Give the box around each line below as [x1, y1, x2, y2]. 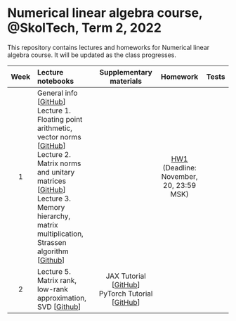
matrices [37, 176, 67, 186]
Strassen [37, 237, 67, 247]
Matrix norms [37, 158, 81, 168]
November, [161, 171, 198, 181]
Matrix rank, [37, 275, 77, 285]
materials [110, 76, 143, 86]
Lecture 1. [37, 106, 72, 115]
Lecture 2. [37, 149, 72, 159]
